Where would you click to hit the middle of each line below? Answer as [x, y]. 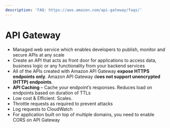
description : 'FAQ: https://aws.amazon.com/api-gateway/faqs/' [74, 10]
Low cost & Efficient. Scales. [42, 98]
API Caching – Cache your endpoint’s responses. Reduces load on [82, 87]
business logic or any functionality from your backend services [79, 66]
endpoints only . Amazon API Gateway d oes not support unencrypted [86, 76]
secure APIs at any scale [38, 55]
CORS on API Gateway [36, 120]
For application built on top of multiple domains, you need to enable [83, 114]
